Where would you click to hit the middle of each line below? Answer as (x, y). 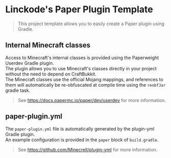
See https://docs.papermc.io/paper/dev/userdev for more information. (92, 100)
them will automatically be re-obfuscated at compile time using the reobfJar (85, 85)
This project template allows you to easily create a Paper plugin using (91, 24)
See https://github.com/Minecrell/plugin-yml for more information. (88, 149)
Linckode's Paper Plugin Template (79, 9)
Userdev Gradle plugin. (30, 63)
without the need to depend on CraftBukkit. (51, 74)
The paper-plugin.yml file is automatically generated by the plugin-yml (80, 129)
